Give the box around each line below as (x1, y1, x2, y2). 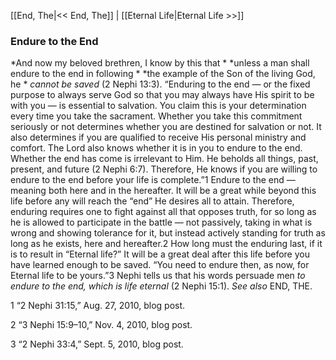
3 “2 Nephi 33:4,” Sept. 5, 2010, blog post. (10, 338, 184, 350)
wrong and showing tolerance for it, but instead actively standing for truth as (10, 227, 326, 239)
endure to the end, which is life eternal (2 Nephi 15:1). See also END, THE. (10, 280, 313, 292)
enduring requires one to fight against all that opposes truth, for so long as (10, 206, 317, 218)
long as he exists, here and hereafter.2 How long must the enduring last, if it (10, 238, 323, 250)
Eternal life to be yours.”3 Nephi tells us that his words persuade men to (10, 270, 306, 282)
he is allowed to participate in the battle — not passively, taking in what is (10, 216, 313, 229)
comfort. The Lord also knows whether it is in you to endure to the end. (10, 142, 303, 154)
